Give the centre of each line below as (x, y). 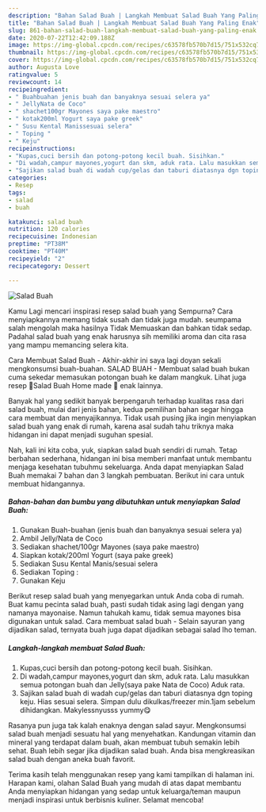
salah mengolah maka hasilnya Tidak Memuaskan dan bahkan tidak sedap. (130, 328)
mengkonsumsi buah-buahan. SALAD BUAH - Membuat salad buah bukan (129, 368)
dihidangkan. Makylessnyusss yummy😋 (85, 710)
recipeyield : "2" (37, 259)
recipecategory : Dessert (49, 266)
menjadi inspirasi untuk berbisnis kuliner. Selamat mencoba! (106, 800)
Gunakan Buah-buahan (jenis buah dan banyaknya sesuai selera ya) (131, 530)
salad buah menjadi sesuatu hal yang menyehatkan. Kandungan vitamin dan (132, 734)
